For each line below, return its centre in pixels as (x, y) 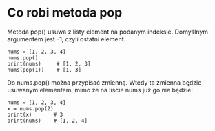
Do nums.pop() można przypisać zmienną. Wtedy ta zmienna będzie (104, 82)
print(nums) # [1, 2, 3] (49, 63)
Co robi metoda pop (65, 13)
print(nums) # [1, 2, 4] (48, 121)
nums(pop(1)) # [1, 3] (44, 70)
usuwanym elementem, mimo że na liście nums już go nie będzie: (100, 90)
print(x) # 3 (35, 114)
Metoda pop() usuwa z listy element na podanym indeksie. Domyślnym (108, 32)
